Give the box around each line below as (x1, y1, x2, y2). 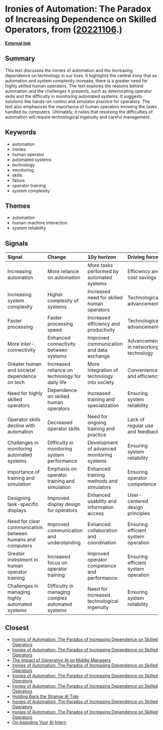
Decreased (47, 419, 73, 426)
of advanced (87, 445, 116, 452)
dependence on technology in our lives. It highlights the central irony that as (5, 72, 157, 79)
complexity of (47, 297, 79, 304)
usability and (87, 498, 117, 505)
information (87, 504, 114, 511)
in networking (127, 344, 159, 351)
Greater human (7, 361, 42, 368)
